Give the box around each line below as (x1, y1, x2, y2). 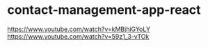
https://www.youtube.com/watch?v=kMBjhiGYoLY (7, 25, 151, 33)
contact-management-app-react (7, 2, 201, 18)
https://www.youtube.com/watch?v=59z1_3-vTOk (7, 32, 150, 40)
